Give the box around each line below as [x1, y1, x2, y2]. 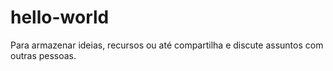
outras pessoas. [10, 49, 77, 61]
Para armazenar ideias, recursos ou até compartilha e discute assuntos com [10, 39, 324, 51]
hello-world [10, 6, 110, 29]
